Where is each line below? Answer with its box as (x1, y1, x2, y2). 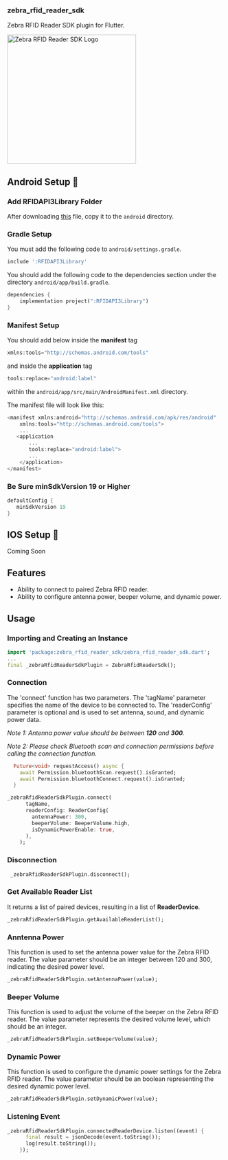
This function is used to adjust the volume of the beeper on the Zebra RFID (7, 1008, 218, 1016)
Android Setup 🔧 (7, 176, 79, 188)
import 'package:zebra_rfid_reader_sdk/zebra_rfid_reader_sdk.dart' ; (7, 648, 211, 655)
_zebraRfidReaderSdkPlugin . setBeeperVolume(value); (7, 1036, 158, 1043)
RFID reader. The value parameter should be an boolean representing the (7, 1075, 214, 1083)
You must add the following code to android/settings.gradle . (7, 245, 182, 253)
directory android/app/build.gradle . (7, 278, 111, 287)
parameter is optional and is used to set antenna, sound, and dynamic (7, 708, 205, 716)
